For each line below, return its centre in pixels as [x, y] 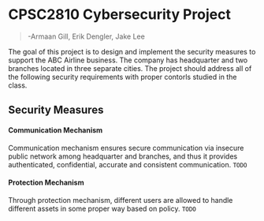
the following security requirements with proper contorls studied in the [123, 77]
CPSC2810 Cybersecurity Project [119, 15]
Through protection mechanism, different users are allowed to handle [121, 200]
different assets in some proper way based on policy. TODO [102, 208]
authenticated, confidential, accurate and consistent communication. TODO [128, 164]
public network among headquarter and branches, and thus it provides [123, 156]
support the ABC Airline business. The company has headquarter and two [128, 60]
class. [18, 85]
